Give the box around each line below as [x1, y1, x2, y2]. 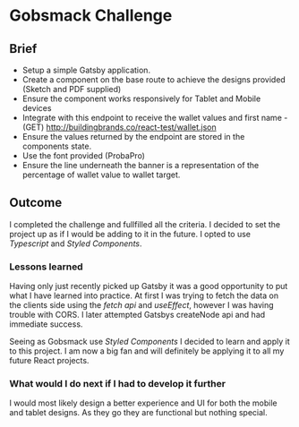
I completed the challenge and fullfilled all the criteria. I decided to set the [9, 218, 280, 229]
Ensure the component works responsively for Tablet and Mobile [21, 93, 261, 104]
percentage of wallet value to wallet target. [21, 169, 181, 180]
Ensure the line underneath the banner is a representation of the [21, 160, 260, 170]
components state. [21, 141, 92, 151]
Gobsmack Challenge [9, 5, 173, 26]
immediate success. [9, 319, 83, 329]
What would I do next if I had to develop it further [9, 378, 226, 390]
